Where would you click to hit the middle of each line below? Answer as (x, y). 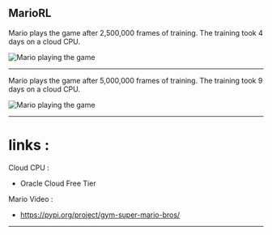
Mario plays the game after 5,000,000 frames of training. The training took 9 (136, 80)
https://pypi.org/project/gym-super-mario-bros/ (100, 215)
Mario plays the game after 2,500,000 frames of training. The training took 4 (136, 32)
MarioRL (30, 13)
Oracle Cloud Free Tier (58, 183)
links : (29, 145)
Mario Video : (31, 199)
